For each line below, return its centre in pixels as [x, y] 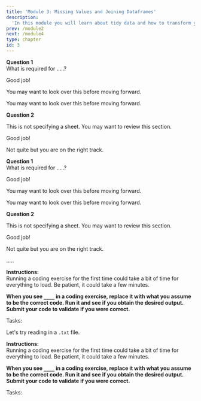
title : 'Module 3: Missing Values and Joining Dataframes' [81, 12]
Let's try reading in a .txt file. [43, 332]
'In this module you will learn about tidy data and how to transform [101, 23]
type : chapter [24, 40]
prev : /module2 [25, 28]
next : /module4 [25, 34]
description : [22, 17]
